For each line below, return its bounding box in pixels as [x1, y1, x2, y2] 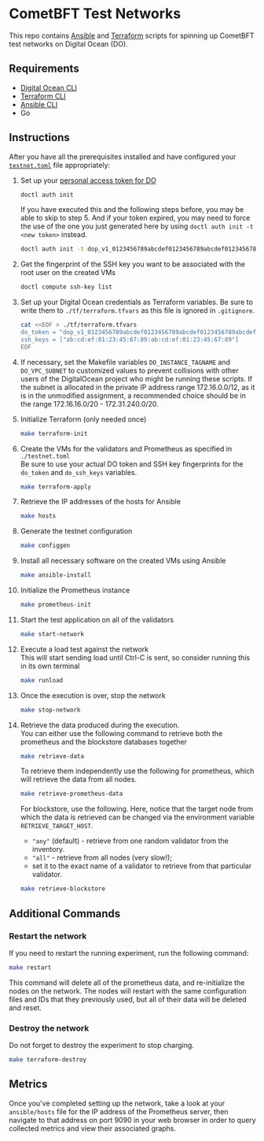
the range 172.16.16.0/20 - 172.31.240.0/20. [20, 399, 159, 408]
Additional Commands [9, 907, 121, 920]
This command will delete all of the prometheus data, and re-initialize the [9, 978, 245, 987]
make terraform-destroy [9, 1056, 87, 1064]
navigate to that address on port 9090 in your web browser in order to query [9, 1115, 256, 1124]
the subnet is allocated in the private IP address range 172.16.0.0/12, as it [20, 382, 255, 392]
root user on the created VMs [20, 268, 116, 277]
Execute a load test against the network [20, 644, 148, 654]
